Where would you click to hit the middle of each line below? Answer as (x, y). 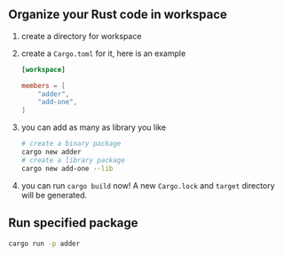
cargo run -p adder (44, 244)
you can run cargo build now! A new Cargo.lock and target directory (148, 185)
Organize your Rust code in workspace (118, 15)
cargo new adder (51, 152)
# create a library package (73, 160)
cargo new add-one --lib (67, 168)
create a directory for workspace (81, 36)
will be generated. (54, 195)
